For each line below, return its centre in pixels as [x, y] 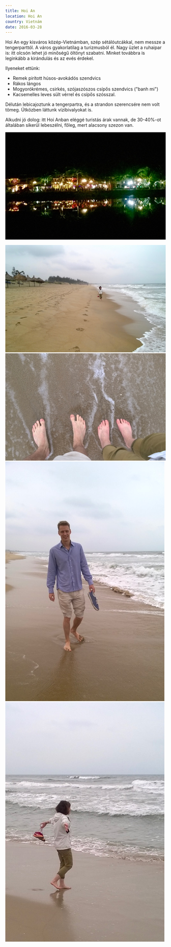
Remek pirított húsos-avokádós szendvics [56, 78]
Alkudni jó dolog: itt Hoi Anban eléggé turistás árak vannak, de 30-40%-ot [83, 120]
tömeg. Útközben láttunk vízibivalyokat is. [49, 110]
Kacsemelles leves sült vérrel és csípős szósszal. [64, 95]
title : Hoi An [20, 11]
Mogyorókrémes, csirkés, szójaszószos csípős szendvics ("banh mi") [85, 89]
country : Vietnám [24, 21]
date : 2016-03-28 [24, 27]
